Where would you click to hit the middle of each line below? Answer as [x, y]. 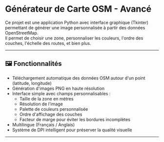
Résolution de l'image [41, 104]
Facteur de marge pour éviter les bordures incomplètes [75, 119]
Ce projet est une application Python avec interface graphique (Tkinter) [77, 22]
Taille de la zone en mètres [46, 99]
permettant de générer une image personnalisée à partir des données [75, 27]
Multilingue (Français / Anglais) [43, 124]
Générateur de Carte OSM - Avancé [78, 9]
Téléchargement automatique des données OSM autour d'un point [79, 78]
